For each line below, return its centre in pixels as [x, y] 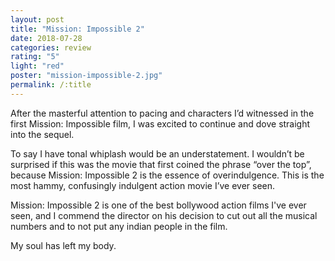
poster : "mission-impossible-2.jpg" [86, 76]
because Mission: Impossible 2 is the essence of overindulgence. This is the [167, 175]
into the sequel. [42, 134]
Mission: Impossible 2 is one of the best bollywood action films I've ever [158, 205]
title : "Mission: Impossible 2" [77, 29]
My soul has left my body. [63, 245]
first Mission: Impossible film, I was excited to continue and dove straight [160, 123]
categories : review [51, 47]
